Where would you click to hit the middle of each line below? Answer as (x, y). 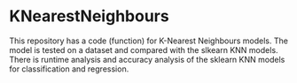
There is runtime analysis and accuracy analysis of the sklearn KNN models (147, 59)
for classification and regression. (69, 69)
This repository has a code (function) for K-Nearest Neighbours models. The (148, 41)
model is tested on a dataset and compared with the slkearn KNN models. (144, 49)
